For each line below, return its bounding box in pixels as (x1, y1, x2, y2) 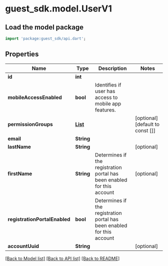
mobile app (94, 100, 121, 107)
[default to (134, 120, 160, 127)
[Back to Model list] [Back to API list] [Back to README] (5, 255, 120, 261)
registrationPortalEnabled (7, 215, 70, 222)
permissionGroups (7, 120, 53, 127)
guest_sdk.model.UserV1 (5, 3, 112, 14)
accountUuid (7, 242, 39, 249)
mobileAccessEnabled (7, 93, 62, 100)
